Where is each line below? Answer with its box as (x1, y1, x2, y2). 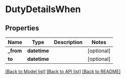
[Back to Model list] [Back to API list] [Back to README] (5, 68, 121, 74)
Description (53, 39, 83, 46)
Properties (5, 24, 39, 32)
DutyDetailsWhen (5, 4, 81, 15)
